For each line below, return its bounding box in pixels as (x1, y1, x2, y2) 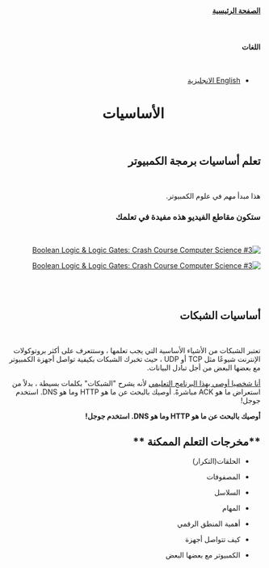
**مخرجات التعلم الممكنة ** (132, 435, 261, 448)
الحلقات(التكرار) (191, 457, 241, 466)
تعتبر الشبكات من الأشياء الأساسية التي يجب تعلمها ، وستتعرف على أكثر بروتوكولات (13, 346, 261, 356)
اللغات (242, 42, 261, 52)
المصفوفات (206, 472, 241, 482)
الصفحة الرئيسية (212, 6, 261, 15)
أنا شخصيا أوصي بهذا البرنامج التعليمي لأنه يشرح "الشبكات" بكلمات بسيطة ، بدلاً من (12, 379, 261, 389)
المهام (222, 503, 241, 513)
